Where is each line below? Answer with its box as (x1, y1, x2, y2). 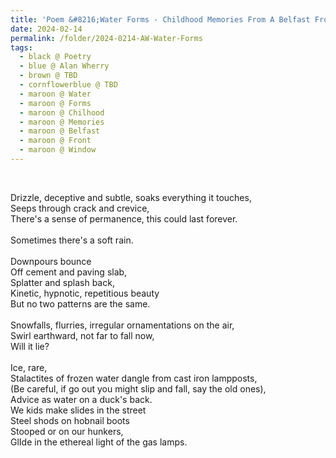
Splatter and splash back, (10, 276, 115, 288)
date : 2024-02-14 (10, 24, 83, 34)
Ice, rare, (10, 361, 48, 373)
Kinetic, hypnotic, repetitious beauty (10, 287, 160, 299)
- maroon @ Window (19, 145, 97, 155)
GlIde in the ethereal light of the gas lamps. (10, 436, 188, 448)
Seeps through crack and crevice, (10, 202, 150, 214)
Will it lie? (10, 340, 50, 352)
